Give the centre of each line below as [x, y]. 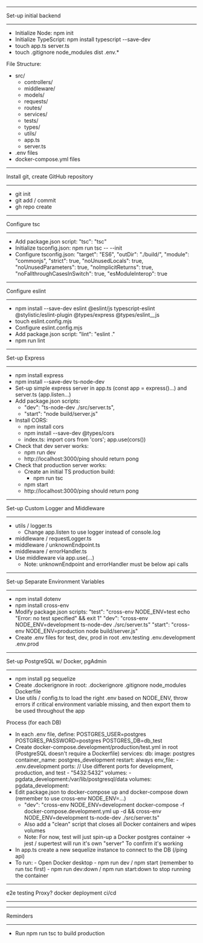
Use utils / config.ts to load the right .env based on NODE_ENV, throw [101, 698]
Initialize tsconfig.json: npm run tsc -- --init [69, 248]
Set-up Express [26, 358]
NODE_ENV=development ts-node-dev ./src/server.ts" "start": [92, 624]
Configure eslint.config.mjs [49, 328]
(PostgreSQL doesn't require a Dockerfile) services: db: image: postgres [105, 753]
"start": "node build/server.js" [61, 414]
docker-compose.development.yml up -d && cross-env [93, 811]
